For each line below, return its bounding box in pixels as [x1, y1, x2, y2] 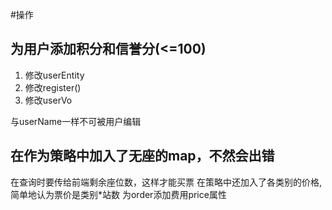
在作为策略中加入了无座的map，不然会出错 [10, 148, 275, 165]
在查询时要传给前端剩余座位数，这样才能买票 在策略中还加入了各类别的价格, [10, 176, 322, 188]
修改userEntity [24, 69, 85, 81]
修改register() [24, 81, 82, 93]
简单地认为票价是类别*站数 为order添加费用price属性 [10, 188, 227, 200]
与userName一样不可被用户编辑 [10, 115, 142, 127]
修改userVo [24, 94, 73, 106]
